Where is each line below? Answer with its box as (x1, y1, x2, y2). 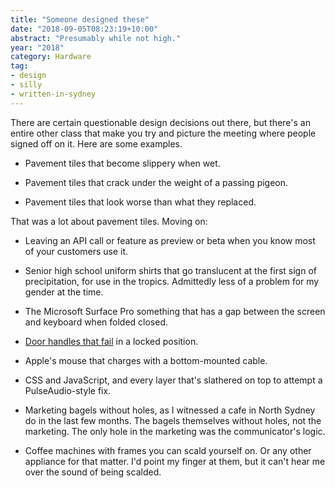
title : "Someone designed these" (10, 14, 150, 25)
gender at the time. (24, 286, 104, 298)
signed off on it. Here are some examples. (10, 137, 183, 150)
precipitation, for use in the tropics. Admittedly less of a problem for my (24, 275, 320, 287)
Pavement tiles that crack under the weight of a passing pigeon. (24, 176, 289, 188)
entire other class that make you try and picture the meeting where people (10, 127, 317, 139)
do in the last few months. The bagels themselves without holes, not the (24, 414, 322, 426)
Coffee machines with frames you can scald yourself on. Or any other (24, 444, 312, 456)
